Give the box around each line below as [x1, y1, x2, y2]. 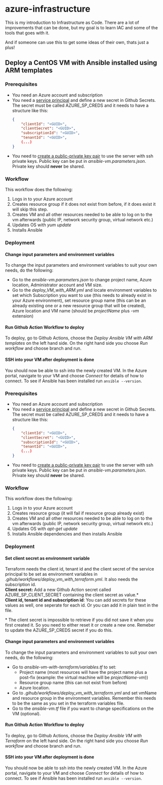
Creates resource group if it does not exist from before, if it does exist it [12, 201, 156, 207]
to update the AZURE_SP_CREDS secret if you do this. [5, 628, 113, 633]
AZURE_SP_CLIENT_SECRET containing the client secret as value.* [5, 592, 139, 598]
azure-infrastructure [5, 3, 91, 15]
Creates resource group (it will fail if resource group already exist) [12, 510, 145, 516]
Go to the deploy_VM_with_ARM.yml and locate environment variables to [12, 287, 157, 293]
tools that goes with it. [5, 30, 50, 36]
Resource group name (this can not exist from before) [19, 679, 127, 686]
